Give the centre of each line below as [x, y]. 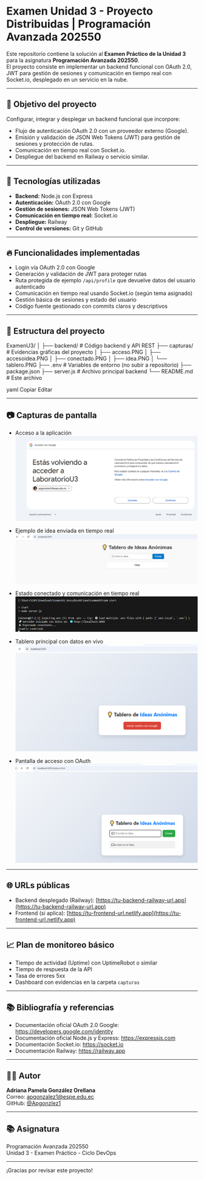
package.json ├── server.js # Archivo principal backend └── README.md [100, 371]
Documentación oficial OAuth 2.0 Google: [67, 1025]
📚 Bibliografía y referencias [60, 1007]
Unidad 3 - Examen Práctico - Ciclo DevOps [61, 1153]
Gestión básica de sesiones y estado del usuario [76, 300]
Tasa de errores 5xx [40, 975]
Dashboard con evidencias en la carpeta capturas [77, 982]
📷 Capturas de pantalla [52, 415]
